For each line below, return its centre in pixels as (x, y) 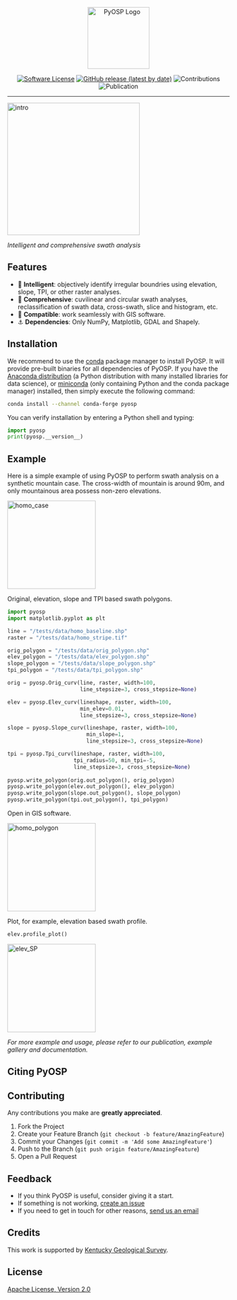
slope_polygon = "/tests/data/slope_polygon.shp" (82, 663)
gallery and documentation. (48, 1049)
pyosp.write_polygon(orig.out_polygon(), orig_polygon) (91, 780)
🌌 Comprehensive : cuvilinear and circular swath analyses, (103, 299)
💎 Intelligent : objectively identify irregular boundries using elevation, (117, 284)
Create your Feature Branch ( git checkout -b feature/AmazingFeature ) (121, 1134)
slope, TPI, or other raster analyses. (69, 291)
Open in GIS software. (39, 813)
